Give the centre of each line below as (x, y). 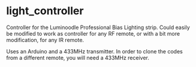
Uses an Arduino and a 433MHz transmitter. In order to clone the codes (94, 51)
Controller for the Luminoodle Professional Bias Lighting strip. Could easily (98, 27)
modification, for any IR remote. (45, 40)
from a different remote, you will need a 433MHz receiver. (78, 58)
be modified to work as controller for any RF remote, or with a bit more (93, 33)
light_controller (45, 11)
